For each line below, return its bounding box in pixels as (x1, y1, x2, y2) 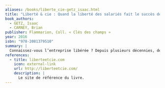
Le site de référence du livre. (18, 75, 84, 80)
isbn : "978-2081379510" (5, 39, 54, 44)
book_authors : (5, 16, 34, 21)
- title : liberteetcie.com (9, 57, 65, 62)
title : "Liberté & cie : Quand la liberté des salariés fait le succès (5, 12, 155, 17)
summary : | (5, 44, 27, 48)
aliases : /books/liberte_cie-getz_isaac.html (5, 7, 100, 12)
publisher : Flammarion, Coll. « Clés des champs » (5, 30, 111, 35)
